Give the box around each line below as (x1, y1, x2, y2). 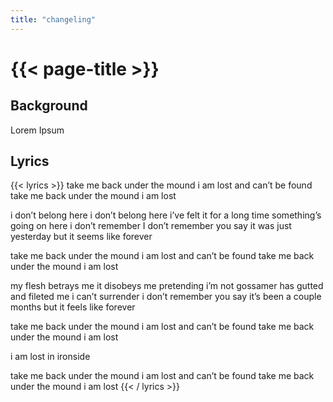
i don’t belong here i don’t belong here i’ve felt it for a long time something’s (10, 209, 322, 221)
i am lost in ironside (10, 351, 91, 363)
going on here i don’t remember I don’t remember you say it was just (10, 220, 292, 232)
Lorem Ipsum (10, 124, 65, 136)
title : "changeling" (10, 14, 97, 25)
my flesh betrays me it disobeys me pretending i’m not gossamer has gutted (10, 280, 324, 292)
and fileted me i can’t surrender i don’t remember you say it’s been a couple (10, 291, 322, 303)
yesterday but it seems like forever (10, 231, 153, 243)
